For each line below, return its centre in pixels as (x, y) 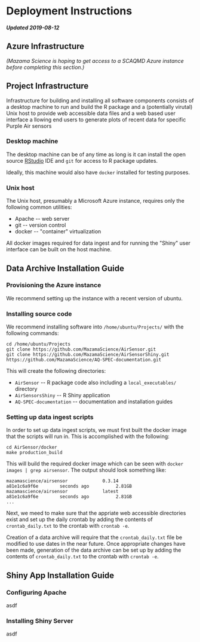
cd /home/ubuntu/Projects (38, 344)
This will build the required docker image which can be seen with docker (95, 464)
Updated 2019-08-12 (33, 28)
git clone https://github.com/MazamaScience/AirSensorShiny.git (88, 355)
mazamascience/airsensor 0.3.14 (62, 481)
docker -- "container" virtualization (58, 232)
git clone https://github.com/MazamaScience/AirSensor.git (81, 349)
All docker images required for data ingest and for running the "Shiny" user (99, 243)
